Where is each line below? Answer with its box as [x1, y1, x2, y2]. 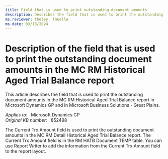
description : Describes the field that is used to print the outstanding [5, 12, 163, 17]
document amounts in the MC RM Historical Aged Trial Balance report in [5, 97, 155, 103]
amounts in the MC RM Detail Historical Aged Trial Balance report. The [5, 132, 151, 138]
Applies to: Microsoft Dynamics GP [5, 112, 80, 118]
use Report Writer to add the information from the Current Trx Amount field [5, 143, 160, 149]
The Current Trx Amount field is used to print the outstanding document [5, 127, 154, 133]
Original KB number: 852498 [5, 117, 67, 123]
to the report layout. [5, 148, 46, 154]
